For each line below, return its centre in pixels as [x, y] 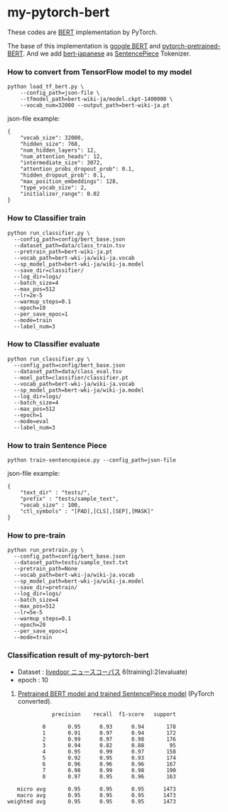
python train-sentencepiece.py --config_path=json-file [92, 460]
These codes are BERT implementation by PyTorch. [82, 32]
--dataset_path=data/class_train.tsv [70, 245]
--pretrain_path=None [46, 569]
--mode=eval [32, 421]
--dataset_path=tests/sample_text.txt [71, 563]
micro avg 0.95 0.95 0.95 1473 [96, 789]
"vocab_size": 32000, [52, 138]
